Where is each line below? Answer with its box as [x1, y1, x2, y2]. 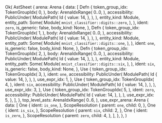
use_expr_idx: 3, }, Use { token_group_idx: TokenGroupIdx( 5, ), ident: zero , [5, 87, 155, 92]
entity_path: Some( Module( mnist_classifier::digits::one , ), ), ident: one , [5, 40, 156, 46]
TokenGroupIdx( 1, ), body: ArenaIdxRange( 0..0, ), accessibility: [5, 30, 133, 35]
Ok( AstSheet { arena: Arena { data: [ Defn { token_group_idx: [5, 4, 128, 10]
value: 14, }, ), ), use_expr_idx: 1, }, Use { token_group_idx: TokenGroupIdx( [5, 76, 154, 82]
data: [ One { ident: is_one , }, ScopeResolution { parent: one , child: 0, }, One [5, 102, 156, 108]
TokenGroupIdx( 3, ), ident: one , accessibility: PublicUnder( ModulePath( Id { [5, 71, 157, 77]
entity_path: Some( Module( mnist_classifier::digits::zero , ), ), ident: [5, 19, 149, 25]
